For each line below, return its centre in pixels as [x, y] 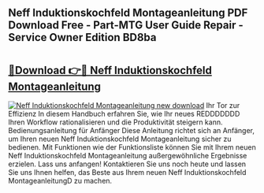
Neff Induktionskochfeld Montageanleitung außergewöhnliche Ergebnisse [128, 156]
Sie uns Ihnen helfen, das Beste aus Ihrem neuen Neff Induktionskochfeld [127, 172]
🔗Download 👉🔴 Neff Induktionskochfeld [110, 70]
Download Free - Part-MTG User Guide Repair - [126, 26]
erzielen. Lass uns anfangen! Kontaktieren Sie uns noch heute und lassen [127, 164]
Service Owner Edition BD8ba [82, 37]
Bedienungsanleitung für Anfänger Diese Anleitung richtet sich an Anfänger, [131, 130]
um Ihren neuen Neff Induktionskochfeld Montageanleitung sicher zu [120, 139]
